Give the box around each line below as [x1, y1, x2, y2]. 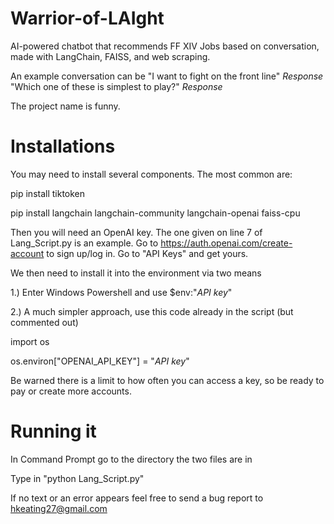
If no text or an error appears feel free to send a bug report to [10, 492, 264, 504]
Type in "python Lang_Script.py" [10, 472, 145, 484]
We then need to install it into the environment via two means [10, 267, 262, 279]
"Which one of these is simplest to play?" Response [10, 80, 223, 92]
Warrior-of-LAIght [10, 7, 165, 30]
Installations [10, 135, 116, 158]
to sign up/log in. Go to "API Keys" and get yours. [46, 247, 249, 259]
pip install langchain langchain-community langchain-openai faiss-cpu [10, 207, 301, 219]
